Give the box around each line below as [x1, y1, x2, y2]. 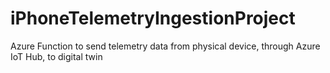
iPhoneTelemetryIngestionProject [10, 7, 296, 30]
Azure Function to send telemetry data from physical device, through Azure [10, 40, 321, 52]
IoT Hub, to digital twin [10, 50, 103, 62]
